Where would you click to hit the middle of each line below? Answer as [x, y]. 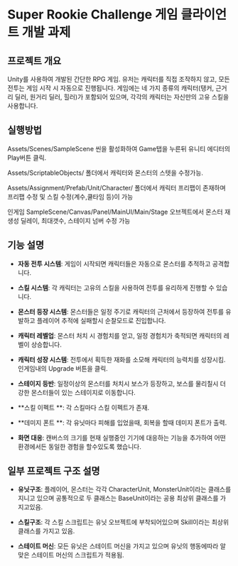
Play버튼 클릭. [27, 158]
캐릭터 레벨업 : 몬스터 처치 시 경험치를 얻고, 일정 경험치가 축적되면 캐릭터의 [120, 335]
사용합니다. [23, 106]
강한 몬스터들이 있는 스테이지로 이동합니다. [77, 392]
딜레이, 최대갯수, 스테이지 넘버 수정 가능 [75, 220]
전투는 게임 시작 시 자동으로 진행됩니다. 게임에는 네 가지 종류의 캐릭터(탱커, [111, 88]
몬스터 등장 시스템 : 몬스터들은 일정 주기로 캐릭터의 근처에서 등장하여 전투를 [121, 311]
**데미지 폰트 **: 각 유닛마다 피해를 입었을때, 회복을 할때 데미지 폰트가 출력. [122, 423]
